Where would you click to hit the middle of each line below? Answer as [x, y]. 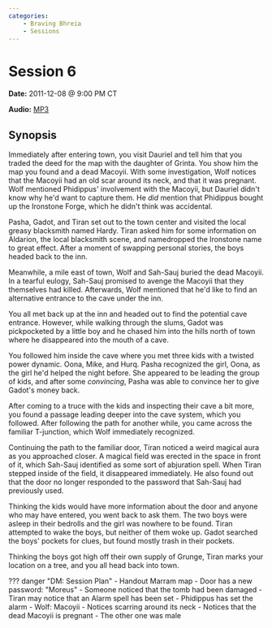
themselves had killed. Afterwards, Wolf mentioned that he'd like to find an [133, 290]
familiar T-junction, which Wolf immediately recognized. [101, 432]
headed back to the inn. [48, 257]
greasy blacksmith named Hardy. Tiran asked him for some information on [132, 231]
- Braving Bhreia [52, 24]
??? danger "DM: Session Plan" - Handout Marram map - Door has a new [131, 581]
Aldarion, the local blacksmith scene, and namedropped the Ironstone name [135, 240]
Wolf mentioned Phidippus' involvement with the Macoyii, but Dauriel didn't [134, 189]
